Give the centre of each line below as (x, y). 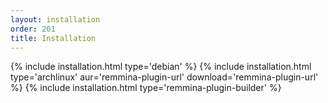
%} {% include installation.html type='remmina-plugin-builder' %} (146, 88)
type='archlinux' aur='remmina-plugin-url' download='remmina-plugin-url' (164, 77)
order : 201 (33, 29)
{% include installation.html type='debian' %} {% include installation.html (161, 67)
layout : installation (55, 19)
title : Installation (53, 38)
